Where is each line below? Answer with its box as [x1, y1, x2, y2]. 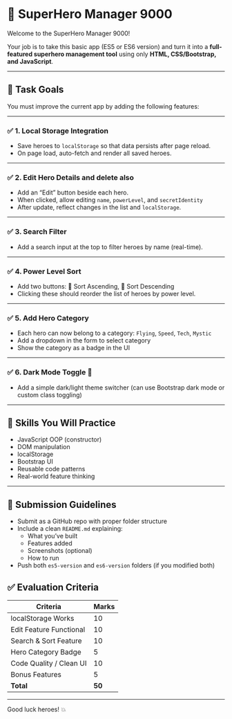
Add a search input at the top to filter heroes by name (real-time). [17, 242, 204, 251]
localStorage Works [10, 613, 75, 623]
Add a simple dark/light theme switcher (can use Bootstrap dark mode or [17, 383, 225, 392]
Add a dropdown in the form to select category [17, 336, 151, 345]
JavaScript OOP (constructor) [17, 435, 102, 444]
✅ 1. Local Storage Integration [7, 126, 109, 136]
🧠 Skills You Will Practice [7, 417, 116, 428]
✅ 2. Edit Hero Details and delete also [7, 172, 135, 182]
